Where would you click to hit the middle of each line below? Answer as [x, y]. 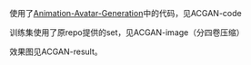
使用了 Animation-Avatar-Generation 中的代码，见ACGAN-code [126, 13]
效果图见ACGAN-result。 [56, 51]
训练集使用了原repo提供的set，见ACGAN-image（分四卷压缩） [127, 32]
